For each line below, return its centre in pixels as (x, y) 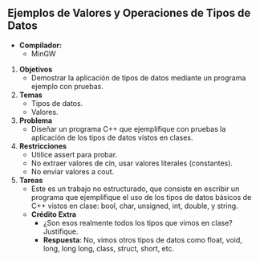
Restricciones (43, 146)
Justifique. (61, 231)
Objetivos (36, 69)
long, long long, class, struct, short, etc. (109, 248)
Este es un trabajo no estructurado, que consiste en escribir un (135, 189)
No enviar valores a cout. (73, 171)
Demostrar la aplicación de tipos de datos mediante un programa (138, 77)
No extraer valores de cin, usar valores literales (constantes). (132, 163)
